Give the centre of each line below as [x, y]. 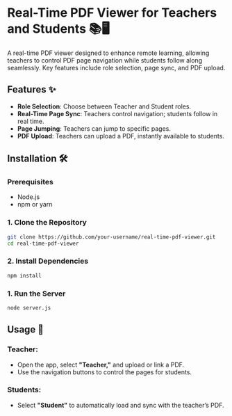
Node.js [28, 197]
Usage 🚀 [25, 329]
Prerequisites [30, 182]
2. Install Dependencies [48, 261]
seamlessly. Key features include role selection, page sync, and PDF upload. [116, 67]
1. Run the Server [36, 294]
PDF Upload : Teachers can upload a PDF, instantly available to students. [121, 136]
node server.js [29, 307]
